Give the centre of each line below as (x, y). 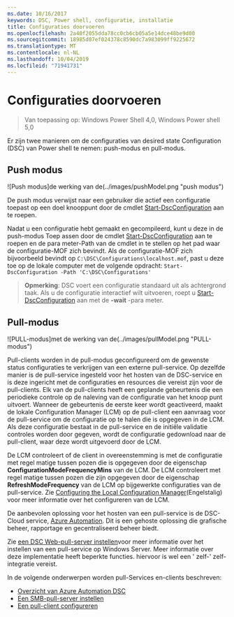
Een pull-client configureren (58, 606)
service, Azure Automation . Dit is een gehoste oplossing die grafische (126, 521)
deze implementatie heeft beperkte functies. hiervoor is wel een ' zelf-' (109, 557)
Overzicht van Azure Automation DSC (71, 591)
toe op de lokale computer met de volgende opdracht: (85, 266)
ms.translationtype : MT (42, 46)
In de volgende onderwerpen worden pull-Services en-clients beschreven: (115, 578)
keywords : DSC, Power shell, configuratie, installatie (90, 20)
